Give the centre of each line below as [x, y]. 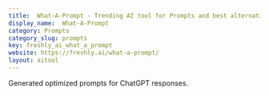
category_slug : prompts [48, 38]
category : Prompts [39, 30]
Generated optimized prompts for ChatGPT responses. [98, 83]
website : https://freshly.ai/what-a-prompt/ [84, 53]
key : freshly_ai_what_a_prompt [60, 46]
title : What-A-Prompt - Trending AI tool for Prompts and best [118, 16]
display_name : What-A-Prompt [59, 23]
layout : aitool [34, 61]
